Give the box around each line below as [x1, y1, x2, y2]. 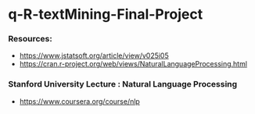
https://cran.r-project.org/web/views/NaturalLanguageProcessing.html [19, 59, 248, 69]
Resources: [8, 34, 52, 45]
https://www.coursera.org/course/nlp [19, 96, 141, 106]
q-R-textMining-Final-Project [8, 5, 203, 23]
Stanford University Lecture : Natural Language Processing [8, 79, 238, 90]
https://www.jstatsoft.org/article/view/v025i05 [19, 51, 170, 60]
